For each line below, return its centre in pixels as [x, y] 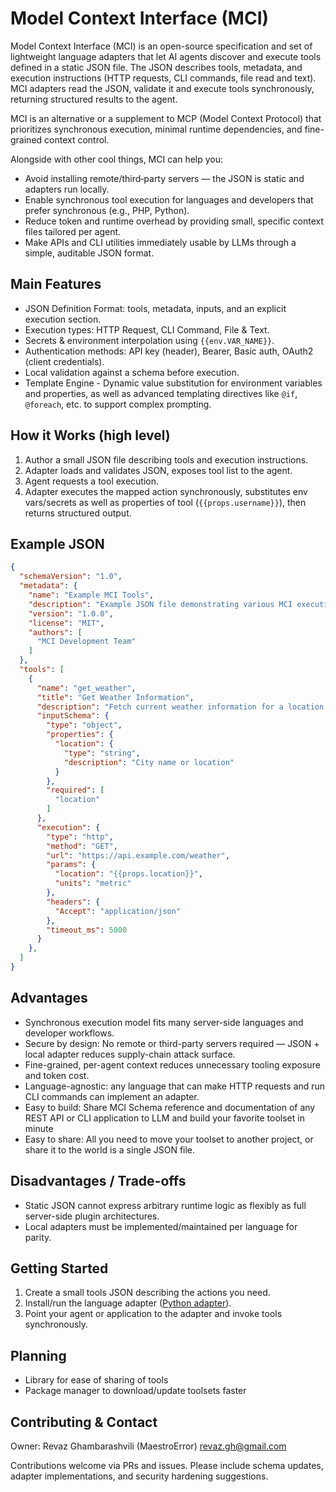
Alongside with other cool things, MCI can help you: [117, 159]
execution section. [63, 319]
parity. [38, 1237]
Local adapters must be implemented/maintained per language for [161, 1226]
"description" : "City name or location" [149, 762]
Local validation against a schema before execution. [132, 372]
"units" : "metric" [93, 883]
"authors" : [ [55, 632]
